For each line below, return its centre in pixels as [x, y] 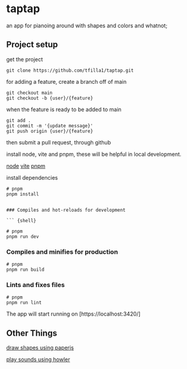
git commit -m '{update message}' [50, 126]
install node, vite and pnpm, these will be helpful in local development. [94, 154]
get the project [25, 59]
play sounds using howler [38, 359]
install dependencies [32, 177]
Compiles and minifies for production [62, 252]
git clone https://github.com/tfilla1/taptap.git [70, 70]
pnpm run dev [23, 236]
